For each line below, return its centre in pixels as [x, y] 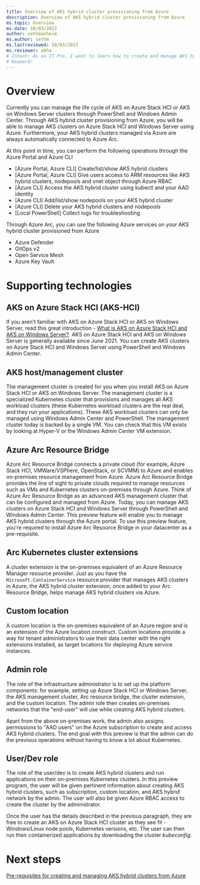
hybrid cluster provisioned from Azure [53, 231]
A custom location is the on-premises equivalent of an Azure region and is [97, 625]
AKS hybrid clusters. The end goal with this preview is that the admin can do [100, 734]
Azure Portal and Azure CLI [40, 157]
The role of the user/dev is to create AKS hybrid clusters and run [85, 773]
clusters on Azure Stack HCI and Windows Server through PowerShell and [97, 509]
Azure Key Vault [35, 262]
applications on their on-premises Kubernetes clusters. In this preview [92, 779]
